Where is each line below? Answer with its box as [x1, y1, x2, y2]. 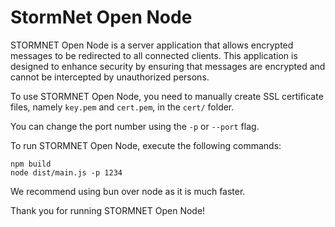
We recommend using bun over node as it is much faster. [10, 185, 246, 197]
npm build [10, 159, 52, 169]
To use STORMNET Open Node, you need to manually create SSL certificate [10, 90, 324, 102]
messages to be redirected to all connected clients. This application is [10, 49, 298, 61]
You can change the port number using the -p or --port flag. [10, 120, 260, 132]
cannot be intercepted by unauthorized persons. [10, 71, 210, 83]
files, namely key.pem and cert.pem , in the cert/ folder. [10, 101, 235, 113]
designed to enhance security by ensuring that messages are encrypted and [10, 60, 326, 72]
